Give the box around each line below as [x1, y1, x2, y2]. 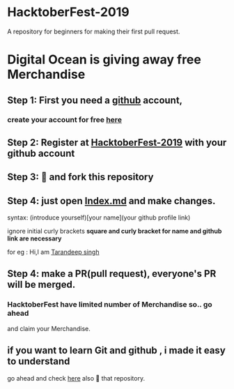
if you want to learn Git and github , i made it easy [7, 344, 226, 356]
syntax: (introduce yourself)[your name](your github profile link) [7, 213, 191, 222]
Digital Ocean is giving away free [7, 52, 202, 68]
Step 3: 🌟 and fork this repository [7, 171, 154, 183]
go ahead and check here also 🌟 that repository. [7, 374, 145, 382]
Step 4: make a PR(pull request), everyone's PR [7, 268, 217, 280]
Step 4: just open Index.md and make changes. [7, 194, 216, 206]
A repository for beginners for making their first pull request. [7, 27, 180, 36]
